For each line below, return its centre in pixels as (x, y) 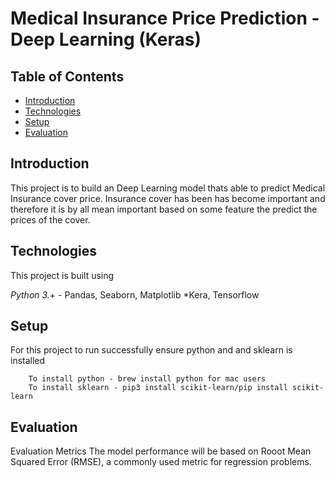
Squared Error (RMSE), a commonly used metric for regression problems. (161, 462)
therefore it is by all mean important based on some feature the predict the (164, 209)
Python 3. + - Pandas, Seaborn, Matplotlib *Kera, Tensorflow (135, 294)
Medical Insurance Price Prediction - (165, 18)
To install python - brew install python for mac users (147, 379)
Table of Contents (67, 76)
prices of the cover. (50, 219)
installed (28, 361)
